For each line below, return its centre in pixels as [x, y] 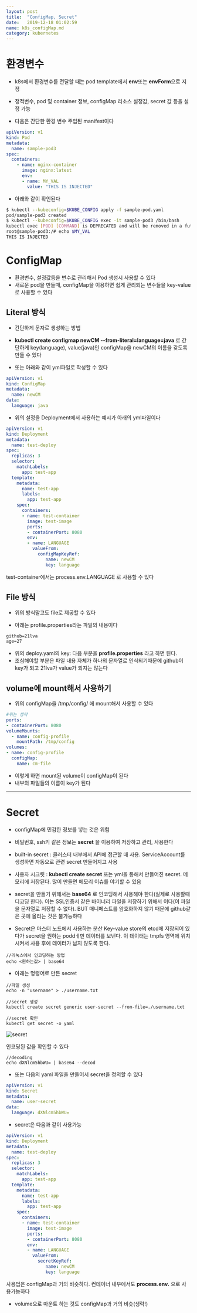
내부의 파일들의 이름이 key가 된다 [52, 783]
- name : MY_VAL [40, 181]
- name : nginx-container [47, 165]
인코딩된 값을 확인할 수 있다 [38, 1046]
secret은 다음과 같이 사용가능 [48, 1124]
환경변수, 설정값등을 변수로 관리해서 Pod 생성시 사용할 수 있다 [85, 277]
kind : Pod [18, 138]
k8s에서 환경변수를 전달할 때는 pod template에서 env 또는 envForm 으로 [97, 82]
